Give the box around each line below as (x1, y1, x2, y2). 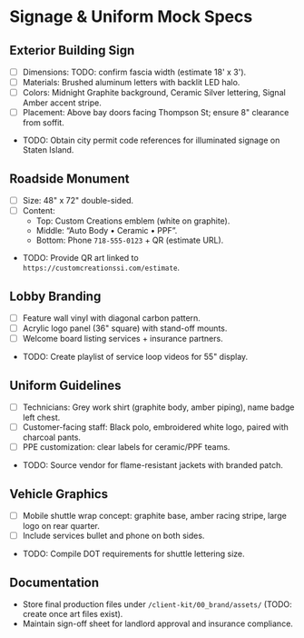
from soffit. (22, 117, 65, 128)
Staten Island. (22, 145, 74, 155)
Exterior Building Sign (9, 43, 135, 58)
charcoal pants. (22, 432, 82, 443)
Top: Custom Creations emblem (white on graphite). (35, 215, 230, 226)
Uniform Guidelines (9, 377, 122, 393)
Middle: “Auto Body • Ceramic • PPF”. (35, 225, 178, 236)
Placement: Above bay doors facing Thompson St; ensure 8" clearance (22, 107, 289, 118)
